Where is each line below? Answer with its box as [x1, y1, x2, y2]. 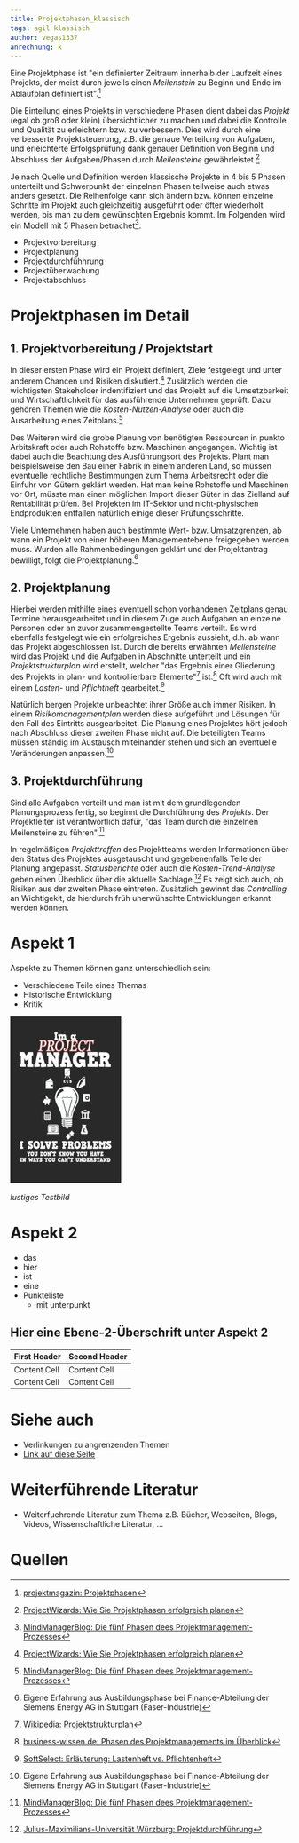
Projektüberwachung [22, 265, 100, 276]
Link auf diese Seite [22, 1449, 96, 1459]
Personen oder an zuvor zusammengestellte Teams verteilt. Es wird [10, 622, 257, 633]
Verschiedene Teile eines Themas [22, 980, 147, 991]
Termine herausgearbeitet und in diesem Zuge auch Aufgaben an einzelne [10, 613, 282, 623]
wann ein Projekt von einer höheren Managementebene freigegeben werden [10, 534, 290, 545]
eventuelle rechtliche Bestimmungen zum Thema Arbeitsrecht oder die [10, 470, 269, 480]
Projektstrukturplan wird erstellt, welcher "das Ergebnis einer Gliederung [10, 660, 276, 670]
